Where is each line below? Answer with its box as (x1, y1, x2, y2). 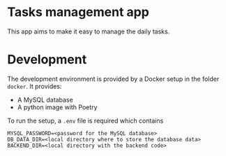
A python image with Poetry (17, 102, 98, 111)
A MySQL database (17, 95, 73, 104)
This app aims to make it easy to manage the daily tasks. (7, 27, 170, 36)
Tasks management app (7, 4, 150, 20)
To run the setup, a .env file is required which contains (7, 116, 164, 125)
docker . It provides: (7, 81, 62, 91)
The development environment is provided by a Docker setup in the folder (7, 75, 220, 83)
